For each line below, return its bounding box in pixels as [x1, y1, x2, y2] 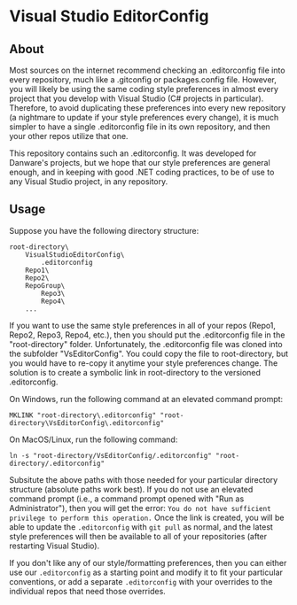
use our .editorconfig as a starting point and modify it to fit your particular [9, 567, 284, 578]
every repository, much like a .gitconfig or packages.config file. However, [9, 74, 277, 85]
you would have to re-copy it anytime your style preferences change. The [9, 357, 278, 368]
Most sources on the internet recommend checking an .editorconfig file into [9, 65, 285, 75]
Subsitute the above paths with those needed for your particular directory [9, 474, 278, 485]
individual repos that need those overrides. [9, 586, 166, 596]
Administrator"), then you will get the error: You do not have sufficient [9, 502, 272, 513]
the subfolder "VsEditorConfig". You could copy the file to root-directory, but [9, 348, 289, 359]
